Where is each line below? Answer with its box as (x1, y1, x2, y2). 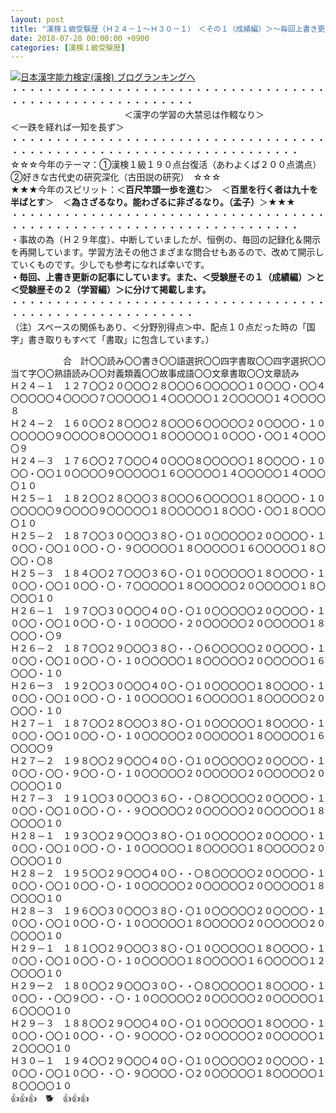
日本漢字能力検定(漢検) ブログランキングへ (20, 71, 196, 83)
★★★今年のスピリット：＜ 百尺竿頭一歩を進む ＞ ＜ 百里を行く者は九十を (10, 184, 318, 196)
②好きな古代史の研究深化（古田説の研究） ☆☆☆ (10, 171, 222, 183)
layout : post (10, 14, 65, 25)
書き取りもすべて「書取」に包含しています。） (27, 334, 215, 346)
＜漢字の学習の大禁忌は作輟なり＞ (123, 109, 265, 121)
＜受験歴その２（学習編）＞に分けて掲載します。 (10, 284, 212, 296)
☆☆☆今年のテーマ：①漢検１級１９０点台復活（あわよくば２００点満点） (10, 159, 318, 171)
